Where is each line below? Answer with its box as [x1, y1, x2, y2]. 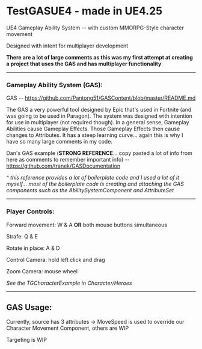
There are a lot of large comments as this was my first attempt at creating [6, 53, 194, 61]
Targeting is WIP [6, 336, 47, 344]
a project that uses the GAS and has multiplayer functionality [6, 60, 162, 67]
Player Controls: [6, 207, 55, 216]
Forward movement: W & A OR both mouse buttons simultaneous [6, 221, 167, 228]
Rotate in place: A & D [6, 244, 60, 252]
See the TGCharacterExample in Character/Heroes [6, 279, 132, 287]
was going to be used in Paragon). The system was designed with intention [6, 112, 192, 120]
